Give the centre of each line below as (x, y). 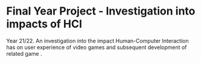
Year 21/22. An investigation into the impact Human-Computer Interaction (97, 41)
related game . (24, 53)
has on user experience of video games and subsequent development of (97, 47)
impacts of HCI (44, 24)
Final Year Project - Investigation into (101, 11)
